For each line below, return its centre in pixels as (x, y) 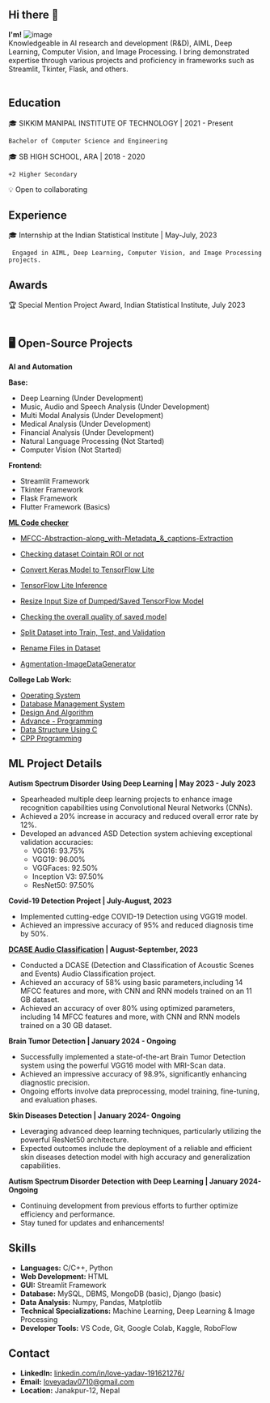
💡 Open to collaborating (48, 189)
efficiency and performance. (67, 1214)
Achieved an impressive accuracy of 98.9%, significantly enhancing (133, 1073)
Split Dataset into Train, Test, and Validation (93, 633)
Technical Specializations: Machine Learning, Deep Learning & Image (137, 1311)
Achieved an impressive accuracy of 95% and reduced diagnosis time (137, 925)
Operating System (50, 695)
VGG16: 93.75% (58, 851)
